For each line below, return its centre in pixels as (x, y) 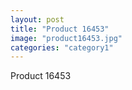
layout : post (37, 19)
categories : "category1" (62, 47)
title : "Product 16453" (60, 29)
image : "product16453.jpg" (66, 38)
